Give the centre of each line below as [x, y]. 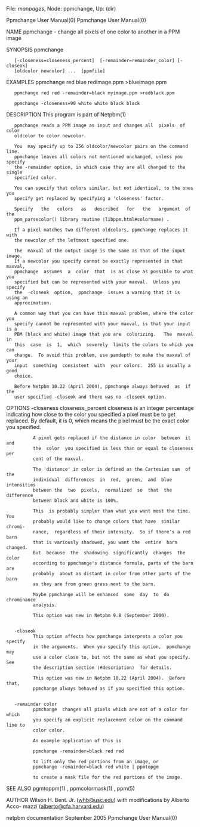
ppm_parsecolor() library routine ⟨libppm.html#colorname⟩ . [92, 220]
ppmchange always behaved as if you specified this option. [109, 689]
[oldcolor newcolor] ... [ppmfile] [60, 71]
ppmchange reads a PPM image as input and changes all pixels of [100, 125]
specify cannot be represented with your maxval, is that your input [102, 324]
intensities [21, 485]
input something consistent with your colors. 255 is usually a [102, 366]
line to [16, 725]
